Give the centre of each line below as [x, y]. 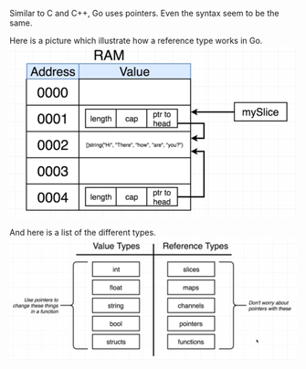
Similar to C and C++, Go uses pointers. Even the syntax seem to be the [144, 13]
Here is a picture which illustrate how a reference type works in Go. [136, 41]
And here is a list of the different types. [83, 233]
